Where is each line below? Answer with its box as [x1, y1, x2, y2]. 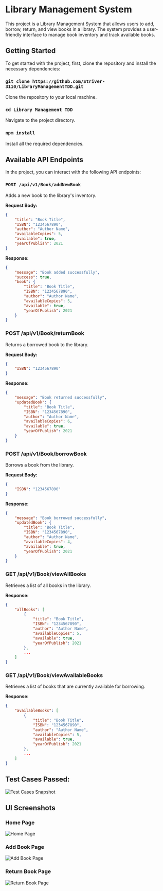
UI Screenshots [5, 804, 56, 812]
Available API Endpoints [5, 155, 84, 164]
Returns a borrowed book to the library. [5, 341, 89, 348]
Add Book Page [5, 844, 45, 851]
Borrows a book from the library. [5, 462, 74, 468]
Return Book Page [5, 868, 51, 875]
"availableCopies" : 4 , [24, 539, 73, 544]
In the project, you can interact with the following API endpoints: [5, 169, 141, 175]
